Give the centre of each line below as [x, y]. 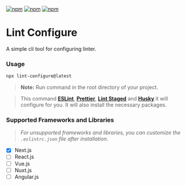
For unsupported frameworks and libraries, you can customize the [100, 133]
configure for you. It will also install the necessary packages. [93, 105]
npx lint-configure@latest [39, 76]
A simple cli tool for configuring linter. [51, 49]
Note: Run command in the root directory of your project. [89, 87]
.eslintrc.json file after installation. [64, 139]
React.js [24, 157]
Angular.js [27, 177]
